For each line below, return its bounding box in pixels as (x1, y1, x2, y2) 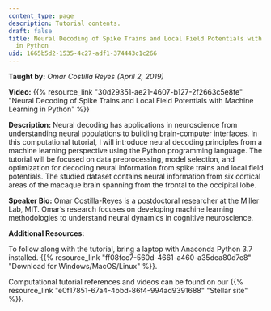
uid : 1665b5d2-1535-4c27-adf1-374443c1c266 (8, 49, 158, 57)
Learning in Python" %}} (8, 104, 91, 114)
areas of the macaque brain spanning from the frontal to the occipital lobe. (8, 180, 257, 190)
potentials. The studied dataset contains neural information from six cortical (8, 171, 261, 181)
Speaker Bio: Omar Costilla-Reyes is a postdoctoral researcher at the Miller (8, 195, 260, 205)
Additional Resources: (8, 229, 85, 238)
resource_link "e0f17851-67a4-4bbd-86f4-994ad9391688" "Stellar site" (8, 286, 248, 295)
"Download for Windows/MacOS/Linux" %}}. (8, 262, 158, 271)
